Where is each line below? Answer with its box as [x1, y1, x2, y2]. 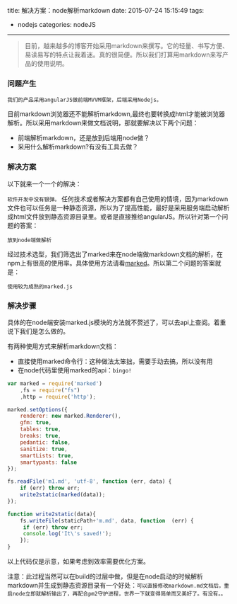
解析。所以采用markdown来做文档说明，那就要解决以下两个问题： [7, 119, 199, 127]
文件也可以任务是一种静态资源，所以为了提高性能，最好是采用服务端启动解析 [7, 203, 230, 212]
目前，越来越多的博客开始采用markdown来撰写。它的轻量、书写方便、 [24, 42, 229, 50]
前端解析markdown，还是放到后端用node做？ [17, 134, 150, 142]
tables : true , [20, 426, 61, 433]
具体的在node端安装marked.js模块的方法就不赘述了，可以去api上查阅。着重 [7, 318, 226, 326]
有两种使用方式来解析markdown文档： [7, 342, 119, 351]
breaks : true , [20, 433, 61, 440]
